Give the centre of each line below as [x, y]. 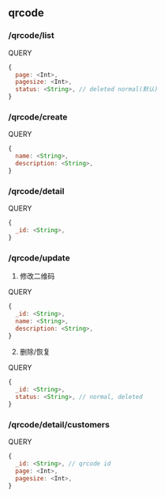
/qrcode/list [32, 36]
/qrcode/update [39, 258]
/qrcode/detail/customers [59, 424]
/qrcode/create [38, 116]
